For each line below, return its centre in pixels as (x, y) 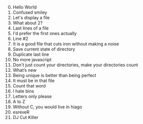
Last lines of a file (31, 28)
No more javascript (32, 60)
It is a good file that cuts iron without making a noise (66, 44)
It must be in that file (34, 81)
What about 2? (28, 23)
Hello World (25, 7)
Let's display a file (31, 18)
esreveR (21, 112)
